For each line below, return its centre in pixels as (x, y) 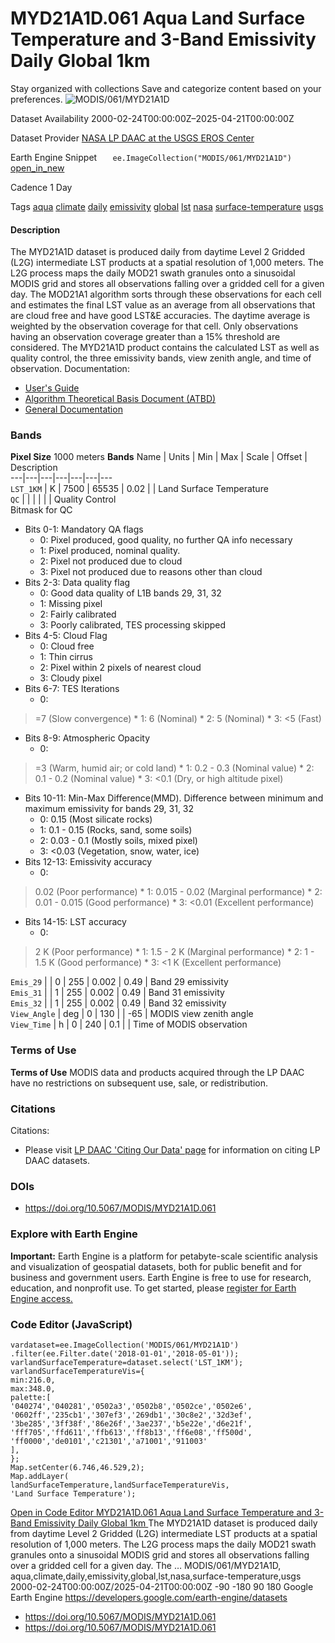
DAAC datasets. (57, 1161)
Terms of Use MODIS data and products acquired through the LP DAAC (157, 1072)
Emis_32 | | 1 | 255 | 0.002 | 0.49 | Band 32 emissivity (118, 1003)
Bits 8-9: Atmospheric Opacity (87, 738)
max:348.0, (33, 1388)
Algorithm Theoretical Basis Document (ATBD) (120, 399)
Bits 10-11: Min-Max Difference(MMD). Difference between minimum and (174, 798)
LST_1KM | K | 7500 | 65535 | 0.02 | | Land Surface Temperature (139, 489)
